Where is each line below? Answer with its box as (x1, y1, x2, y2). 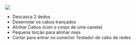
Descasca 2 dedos (12, 14, 51, 20)
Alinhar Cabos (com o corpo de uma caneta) (12, 24, 102, 30)
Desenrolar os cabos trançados (12, 19, 76, 24)
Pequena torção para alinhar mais (12, 29, 81, 35)
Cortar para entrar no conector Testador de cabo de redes (12, 35, 131, 40)
